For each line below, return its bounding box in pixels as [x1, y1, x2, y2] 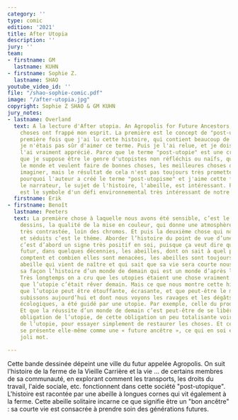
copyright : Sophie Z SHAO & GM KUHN [7, 103, 115, 110]
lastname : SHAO [13, 76, 59, 84]
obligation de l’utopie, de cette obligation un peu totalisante [20, 314, 217, 321]
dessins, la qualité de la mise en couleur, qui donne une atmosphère [20, 221, 233, 228]
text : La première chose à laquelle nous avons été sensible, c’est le [13, 215, 230, 222]
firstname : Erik [13, 195, 62, 202]
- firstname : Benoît [7, 201, 69, 209]
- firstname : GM [7, 57, 55, 64]
